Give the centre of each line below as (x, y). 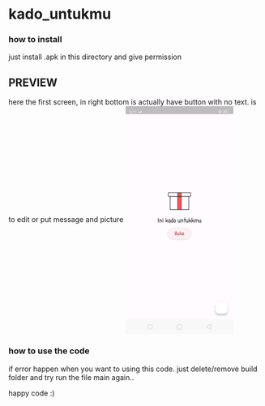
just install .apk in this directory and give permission (95, 57)
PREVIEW (33, 82)
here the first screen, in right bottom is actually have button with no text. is (132, 102)
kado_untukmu (60, 14)
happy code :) (32, 393)
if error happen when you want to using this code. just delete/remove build (133, 369)
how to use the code (49, 351)
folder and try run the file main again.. (71, 377)
